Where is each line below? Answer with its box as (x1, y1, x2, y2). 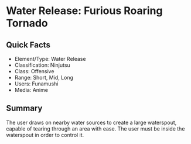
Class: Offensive (14, 68, 54, 74)
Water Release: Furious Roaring (6, 4, 163, 18)
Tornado (6, 16, 48, 30)
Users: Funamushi (14, 80, 59, 87)
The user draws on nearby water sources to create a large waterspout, (6, 119, 177, 126)
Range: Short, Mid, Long (14, 74, 74, 81)
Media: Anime (14, 87, 49, 93)
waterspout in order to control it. (6, 131, 84, 138)
